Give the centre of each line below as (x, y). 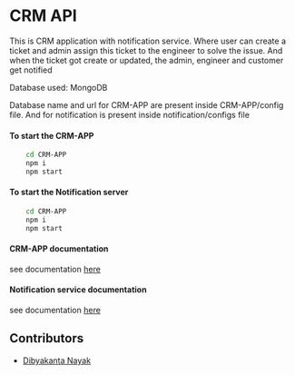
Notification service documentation (78, 290)
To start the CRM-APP (52, 135)
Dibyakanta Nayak (57, 360)
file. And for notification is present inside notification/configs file (129, 114)
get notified (31, 70)
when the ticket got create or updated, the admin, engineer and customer (147, 60)
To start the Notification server (69, 192)
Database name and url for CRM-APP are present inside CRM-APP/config (147, 104)
